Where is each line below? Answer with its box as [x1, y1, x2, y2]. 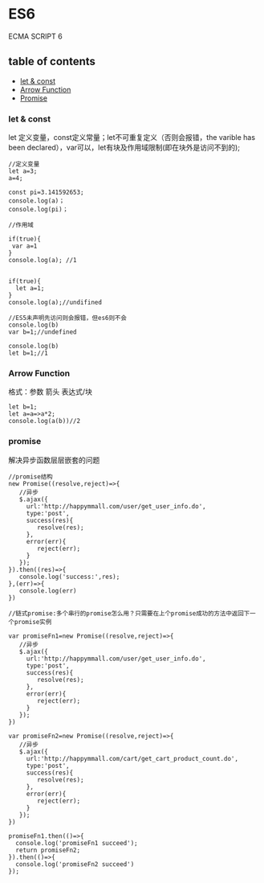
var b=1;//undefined [8, 328, 78, 336]
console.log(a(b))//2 [8, 417, 81, 425]
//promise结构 [8, 472, 54, 481]
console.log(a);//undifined [8, 298, 103, 306]
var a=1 [11, 242, 38, 250]
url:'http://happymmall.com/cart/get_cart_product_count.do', [26, 754, 239, 762]
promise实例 [14, 618, 52, 626]
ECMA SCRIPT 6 [8, 31, 63, 41]
